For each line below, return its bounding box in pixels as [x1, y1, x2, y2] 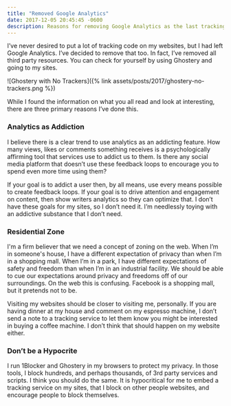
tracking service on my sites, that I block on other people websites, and [7, 383, 210, 392]
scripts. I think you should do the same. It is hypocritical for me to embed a [7, 376, 219, 385]
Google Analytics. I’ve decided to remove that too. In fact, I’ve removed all [7, 49, 217, 57]
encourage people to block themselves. [7, 391, 120, 399]
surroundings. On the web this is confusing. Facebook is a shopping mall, [7, 279, 215, 287]
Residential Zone [7, 226, 65, 236]
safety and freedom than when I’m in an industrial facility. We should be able [7, 264, 223, 273]
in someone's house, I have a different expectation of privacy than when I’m [7, 249, 222, 258]
